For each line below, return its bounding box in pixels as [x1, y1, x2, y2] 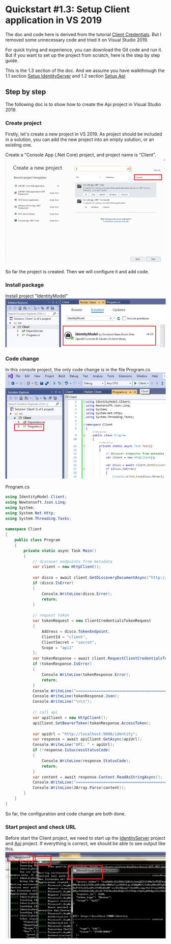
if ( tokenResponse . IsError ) [32, 662, 93, 667]
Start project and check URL [5, 823, 76, 831]
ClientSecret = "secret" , [41, 640, 97, 645]
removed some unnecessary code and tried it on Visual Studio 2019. [5, 37, 149, 43]
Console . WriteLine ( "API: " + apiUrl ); [32, 742, 115, 747]
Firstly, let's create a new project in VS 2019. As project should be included [5, 131, 162, 137]
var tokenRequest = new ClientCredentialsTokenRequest [32, 618, 152, 624]
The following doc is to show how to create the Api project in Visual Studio [5, 101, 161, 107]
